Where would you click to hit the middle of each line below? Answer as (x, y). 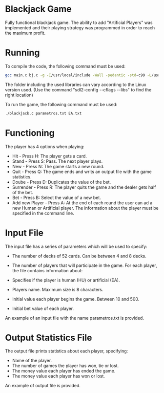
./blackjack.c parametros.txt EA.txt (43, 113)
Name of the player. (32, 361)
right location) (19, 95)
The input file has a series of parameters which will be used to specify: (76, 246)
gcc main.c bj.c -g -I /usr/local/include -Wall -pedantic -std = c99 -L (78, 75)
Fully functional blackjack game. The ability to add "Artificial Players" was (79, 22)
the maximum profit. (25, 33)
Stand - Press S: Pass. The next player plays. (57, 161)
